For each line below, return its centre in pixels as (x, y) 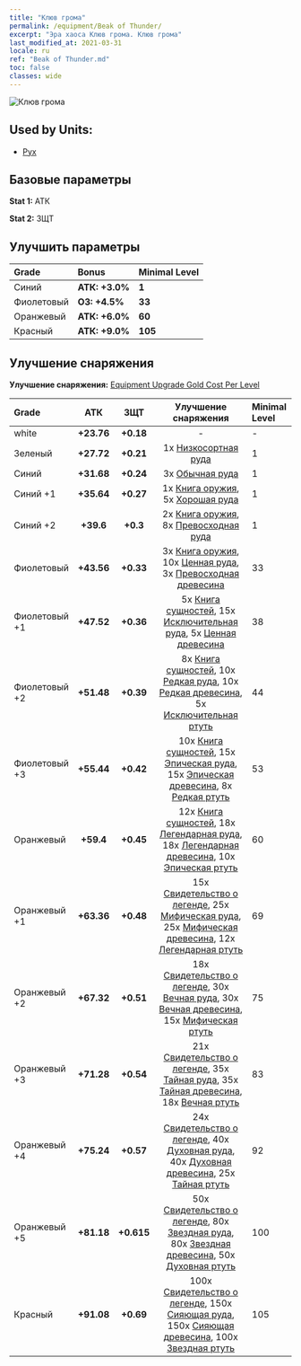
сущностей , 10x (201, 670)
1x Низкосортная (201, 448)
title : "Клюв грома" (48, 18)
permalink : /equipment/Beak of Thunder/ (86, 26)
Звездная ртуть (201, 1348)
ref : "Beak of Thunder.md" (60, 59)
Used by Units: (51, 130)
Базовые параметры (70, 179)
